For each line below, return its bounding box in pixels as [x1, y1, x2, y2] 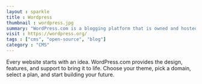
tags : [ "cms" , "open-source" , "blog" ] [6, 36, 106, 42]
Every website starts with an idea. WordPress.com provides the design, [6, 58, 183, 66]
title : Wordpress [6, 14, 52, 20]
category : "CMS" [6, 42, 50, 48]
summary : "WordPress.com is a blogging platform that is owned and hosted [6, 25, 198, 32]
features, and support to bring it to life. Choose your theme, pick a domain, [6, 64, 191, 71]
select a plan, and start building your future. [6, 71, 115, 78]
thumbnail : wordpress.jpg [6, 20, 74, 26]
